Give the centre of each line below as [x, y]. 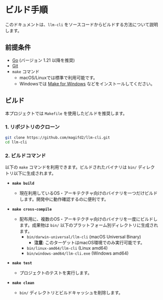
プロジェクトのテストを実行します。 [56, 273]
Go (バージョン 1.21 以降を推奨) [43, 60]
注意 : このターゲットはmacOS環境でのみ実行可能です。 [89, 242]
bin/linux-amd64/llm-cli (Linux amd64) [67, 248]
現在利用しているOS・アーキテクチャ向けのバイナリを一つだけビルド [88, 193]
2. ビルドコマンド [26, 155]
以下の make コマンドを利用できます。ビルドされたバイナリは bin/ [71, 167]
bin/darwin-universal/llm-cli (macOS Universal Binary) [84, 236]
